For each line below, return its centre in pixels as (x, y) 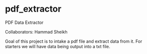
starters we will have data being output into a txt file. (58, 46)
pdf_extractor (33, 9)
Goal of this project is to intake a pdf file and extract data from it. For (74, 41)
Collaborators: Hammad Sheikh (36, 32)
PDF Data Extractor (24, 22)
